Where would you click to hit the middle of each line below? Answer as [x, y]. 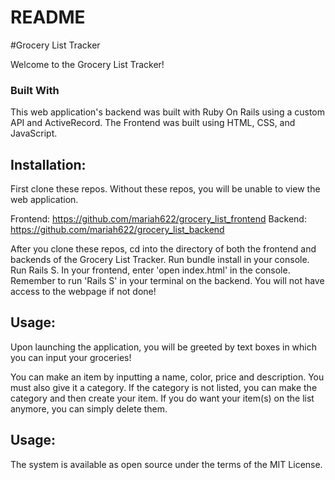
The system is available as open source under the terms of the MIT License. [166, 464]
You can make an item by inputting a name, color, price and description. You [167, 377]
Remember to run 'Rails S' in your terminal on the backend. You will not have [167, 281]
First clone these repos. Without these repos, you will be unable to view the [165, 189]
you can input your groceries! [71, 357]
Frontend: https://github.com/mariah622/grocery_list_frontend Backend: [158, 219]
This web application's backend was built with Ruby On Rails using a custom [168, 112]
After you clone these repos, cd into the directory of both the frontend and [163, 249]
